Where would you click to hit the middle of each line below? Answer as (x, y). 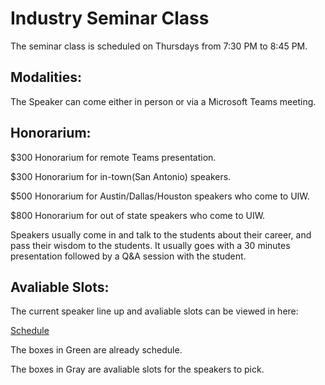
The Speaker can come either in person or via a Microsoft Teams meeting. (163, 101)
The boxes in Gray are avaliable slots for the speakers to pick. (137, 369)
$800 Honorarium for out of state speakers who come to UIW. (138, 215)
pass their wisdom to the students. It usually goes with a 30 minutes (150, 245)
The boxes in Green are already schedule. (96, 350)
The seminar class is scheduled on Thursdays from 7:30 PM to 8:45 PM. (159, 46)
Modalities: (46, 77)
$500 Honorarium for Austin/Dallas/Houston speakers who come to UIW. (160, 196)
